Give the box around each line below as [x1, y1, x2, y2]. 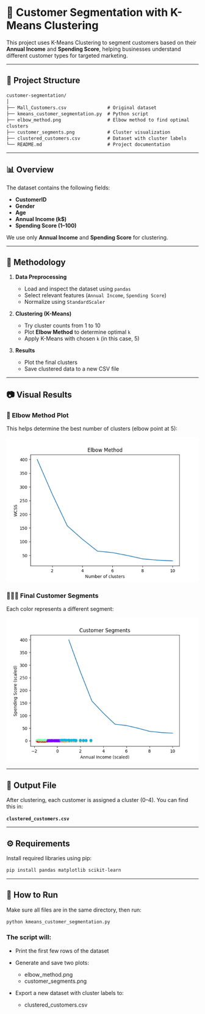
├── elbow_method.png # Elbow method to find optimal [6, 116, 190, 123]
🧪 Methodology [6, 257, 66, 267]
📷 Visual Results [6, 389, 72, 400]
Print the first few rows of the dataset [15, 947, 109, 955]
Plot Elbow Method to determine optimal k [24, 328, 131, 336]
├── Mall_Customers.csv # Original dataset [6, 104, 157, 111]
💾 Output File [6, 780, 57, 790]
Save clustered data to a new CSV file [24, 365, 120, 373]
